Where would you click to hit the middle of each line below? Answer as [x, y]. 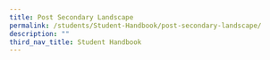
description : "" [39, 34]
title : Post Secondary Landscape [72, 17]
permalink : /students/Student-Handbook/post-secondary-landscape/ [135, 26]
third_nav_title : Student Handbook [76, 42]
